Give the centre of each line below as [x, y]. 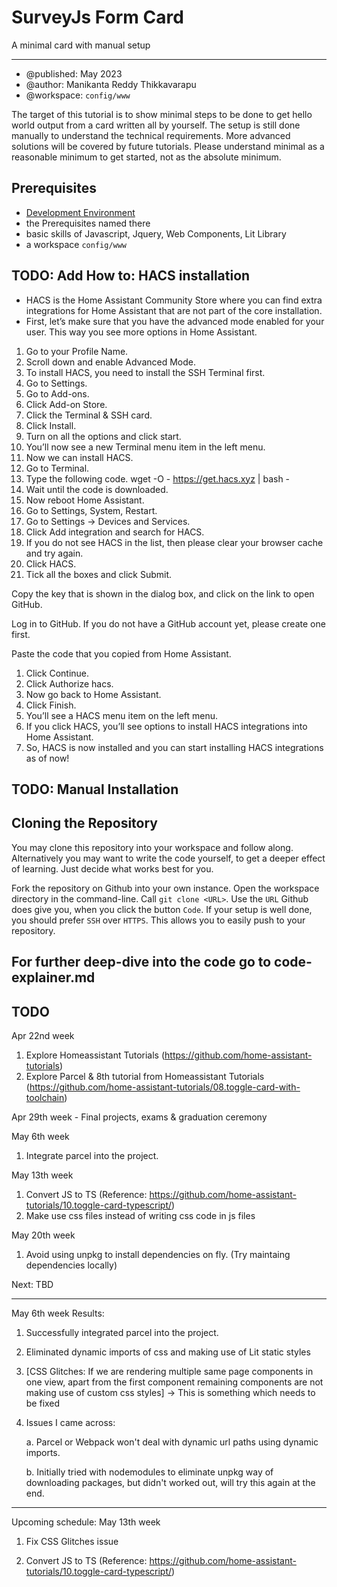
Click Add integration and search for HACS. [115, 532]
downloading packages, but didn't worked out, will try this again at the [170, 1482]
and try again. [54, 553]
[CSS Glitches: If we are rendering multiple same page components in [169, 1371]
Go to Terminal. [57, 468]
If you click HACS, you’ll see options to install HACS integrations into [166, 726]
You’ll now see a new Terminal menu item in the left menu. [145, 447]
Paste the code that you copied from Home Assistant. [121, 653]
